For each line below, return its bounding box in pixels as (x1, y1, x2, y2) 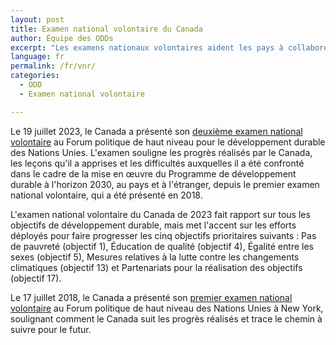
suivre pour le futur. (10, 323, 92, 335)
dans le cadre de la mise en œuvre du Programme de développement (10, 167, 297, 180)
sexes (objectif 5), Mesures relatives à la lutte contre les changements (10, 251, 300, 263)
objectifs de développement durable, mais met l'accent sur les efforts (10, 219, 297, 231)
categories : (10, 71, 60, 81)
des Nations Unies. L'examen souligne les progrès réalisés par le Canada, (10, 146, 313, 158)
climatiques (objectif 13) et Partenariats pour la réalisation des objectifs (10, 261, 303, 273)
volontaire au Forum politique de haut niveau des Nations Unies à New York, (10, 302, 324, 314)
